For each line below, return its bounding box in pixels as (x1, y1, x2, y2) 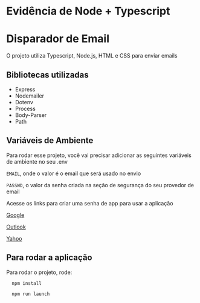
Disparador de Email (6, 32, 110, 46)
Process (15, 105, 36, 112)
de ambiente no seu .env (6, 158, 68, 165)
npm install (11, 280, 42, 286)
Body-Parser (15, 111, 47, 119)
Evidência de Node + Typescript (6, 4, 170, 18)
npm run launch (11, 291, 50, 298)
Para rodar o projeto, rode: (6, 268, 73, 276)
